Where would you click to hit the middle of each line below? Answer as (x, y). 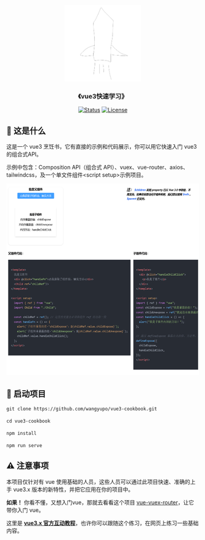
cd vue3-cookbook (28, 421)
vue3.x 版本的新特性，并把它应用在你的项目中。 (73, 489)
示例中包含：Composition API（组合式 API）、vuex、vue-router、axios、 (97, 168)
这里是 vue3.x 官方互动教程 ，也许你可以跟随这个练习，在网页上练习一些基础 (102, 523)
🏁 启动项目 (26, 394)
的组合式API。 (24, 154)
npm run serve (24, 445)
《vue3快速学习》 (103, 96)
